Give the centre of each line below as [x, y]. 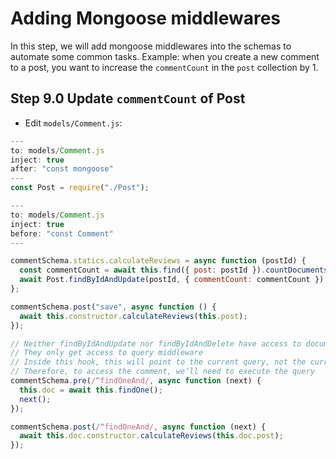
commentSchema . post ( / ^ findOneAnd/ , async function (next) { [138, 427]
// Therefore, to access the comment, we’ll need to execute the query [162, 372]
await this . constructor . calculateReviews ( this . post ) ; [133, 316]
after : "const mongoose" [62, 169]
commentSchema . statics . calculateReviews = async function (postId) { [158, 261]
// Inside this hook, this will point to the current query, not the [158, 362]
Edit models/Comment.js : [73, 123]
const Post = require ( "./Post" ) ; [80, 188]
